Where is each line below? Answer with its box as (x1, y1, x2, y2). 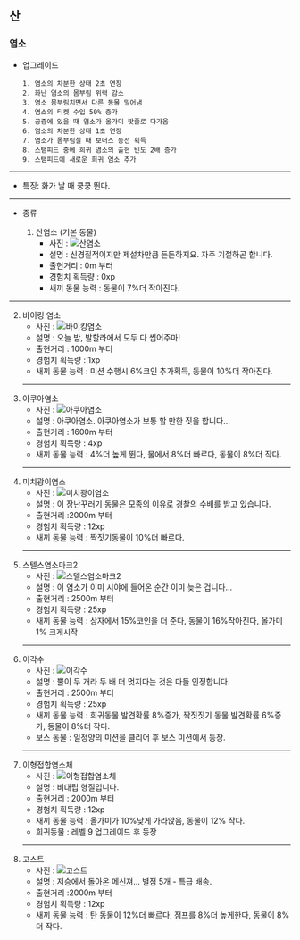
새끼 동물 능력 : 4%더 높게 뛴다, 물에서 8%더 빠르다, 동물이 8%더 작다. (35, 449, 282, 459)
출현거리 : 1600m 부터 (35, 426, 113, 437)
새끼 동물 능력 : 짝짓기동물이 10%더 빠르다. (35, 532, 185, 542)
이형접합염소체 (21, 759, 73, 770)
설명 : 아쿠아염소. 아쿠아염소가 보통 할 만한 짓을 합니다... (35, 415, 230, 426)
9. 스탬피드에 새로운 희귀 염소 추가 (21, 155, 137, 164)
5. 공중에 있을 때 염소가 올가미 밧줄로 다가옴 (21, 117, 170, 126)
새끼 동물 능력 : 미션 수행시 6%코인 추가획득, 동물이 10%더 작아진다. (35, 365, 273, 376)
